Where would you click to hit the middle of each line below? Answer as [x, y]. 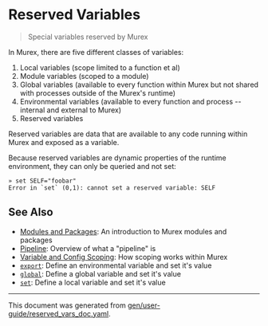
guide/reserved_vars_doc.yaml [59, 313]
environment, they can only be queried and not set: [93, 166]
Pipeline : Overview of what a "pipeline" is [88, 248]
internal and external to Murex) [71, 110]
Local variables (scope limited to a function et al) [100, 67]
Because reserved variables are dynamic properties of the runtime [117, 158]
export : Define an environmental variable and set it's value [116, 265]
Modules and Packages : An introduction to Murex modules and [123, 231]
